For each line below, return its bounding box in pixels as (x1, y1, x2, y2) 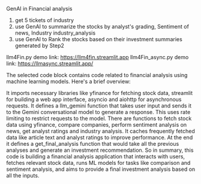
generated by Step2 (14, 42, 65, 49)
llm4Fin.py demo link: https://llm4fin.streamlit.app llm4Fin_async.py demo (6, 54, 189, 60)
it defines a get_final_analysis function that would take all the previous (6, 140, 179, 147)
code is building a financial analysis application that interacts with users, (6, 153, 185, 160)
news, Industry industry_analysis (14, 29, 96, 36)
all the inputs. (6, 172, 40, 179)
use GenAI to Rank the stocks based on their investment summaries (14, 36, 183, 42)
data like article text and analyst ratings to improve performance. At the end (6, 134, 193, 141)
